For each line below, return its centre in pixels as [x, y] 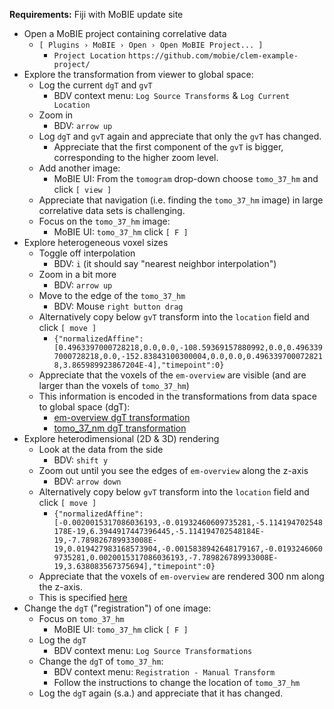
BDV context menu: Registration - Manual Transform [164, 672]
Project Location [89, 56]
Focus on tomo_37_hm [81, 618]
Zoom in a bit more [77, 274]
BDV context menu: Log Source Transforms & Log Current [172, 95]
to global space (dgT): [84, 407]
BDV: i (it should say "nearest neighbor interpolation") [165, 263]
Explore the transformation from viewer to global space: [138, 74]
